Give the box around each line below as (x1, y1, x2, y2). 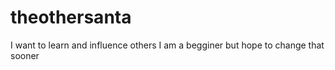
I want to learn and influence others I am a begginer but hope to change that (10, 39, 325, 51)
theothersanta (10, 6, 132, 29)
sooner (10, 49, 40, 61)
